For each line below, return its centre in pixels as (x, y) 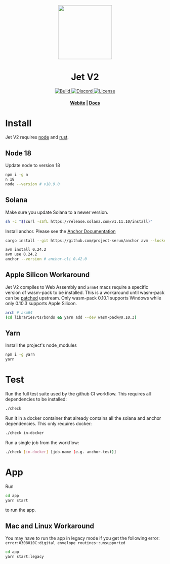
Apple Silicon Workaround (48, 275)
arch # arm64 (19, 312)
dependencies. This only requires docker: (49, 424)
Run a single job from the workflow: (42, 442)
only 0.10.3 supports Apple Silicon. (41, 303)
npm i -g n (17, 175)
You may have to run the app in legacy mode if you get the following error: (83, 538)
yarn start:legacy (25, 557)
